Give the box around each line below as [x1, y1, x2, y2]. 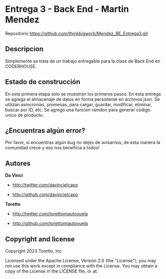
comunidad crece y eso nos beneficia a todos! [5, 145, 100, 151]
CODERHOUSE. [5, 63, 37, 69]
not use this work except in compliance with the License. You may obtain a [5, 263, 158, 269]
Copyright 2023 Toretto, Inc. [5, 248, 63, 254]
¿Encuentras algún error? [5, 126, 86, 135]
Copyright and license [5, 235, 75, 243]
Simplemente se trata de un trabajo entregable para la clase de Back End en [5, 58, 161, 64]
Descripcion [5, 45, 44, 53]
